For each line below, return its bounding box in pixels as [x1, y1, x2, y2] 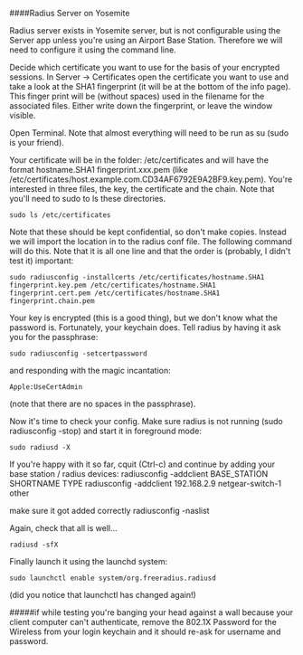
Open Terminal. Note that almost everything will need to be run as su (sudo [9, 128, 289, 138]
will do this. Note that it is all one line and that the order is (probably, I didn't [9, 246, 291, 256]
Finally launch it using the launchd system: [9, 556, 168, 566]
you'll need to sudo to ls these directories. [9, 194, 166, 204]
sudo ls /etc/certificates [9, 211, 111, 220]
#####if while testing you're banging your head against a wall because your [9, 607, 294, 618]
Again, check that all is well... [9, 523, 118, 533]
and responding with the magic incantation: [9, 365, 171, 375]
